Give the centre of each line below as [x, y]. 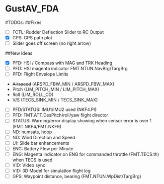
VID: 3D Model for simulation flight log [51, 171]
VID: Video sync [29, 165]
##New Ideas [19, 53]
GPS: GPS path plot [32, 38]
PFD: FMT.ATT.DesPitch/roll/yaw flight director [60, 115]
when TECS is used [32, 160]
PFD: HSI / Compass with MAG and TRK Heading [62, 63]
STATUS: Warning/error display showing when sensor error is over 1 [82, 121]
